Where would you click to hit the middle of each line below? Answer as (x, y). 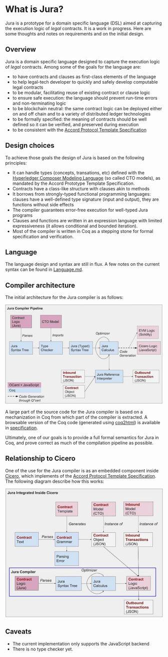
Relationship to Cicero (40, 458)
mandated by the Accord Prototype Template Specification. (73, 183)
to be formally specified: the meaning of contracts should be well (79, 119)
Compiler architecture (40, 285)
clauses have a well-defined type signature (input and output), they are (85, 199)
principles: (16, 163)
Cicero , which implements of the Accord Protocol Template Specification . (81, 476)
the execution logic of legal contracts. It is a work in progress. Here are (78, 28)
